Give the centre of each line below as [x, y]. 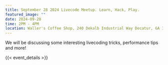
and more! [16, 48]
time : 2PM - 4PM [22, 24]
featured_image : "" [25, 14]
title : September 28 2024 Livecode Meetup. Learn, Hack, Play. [72, 10]
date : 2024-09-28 [23, 19]
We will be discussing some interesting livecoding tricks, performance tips [82, 42]
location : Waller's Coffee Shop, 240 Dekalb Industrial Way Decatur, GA [82, 28]
